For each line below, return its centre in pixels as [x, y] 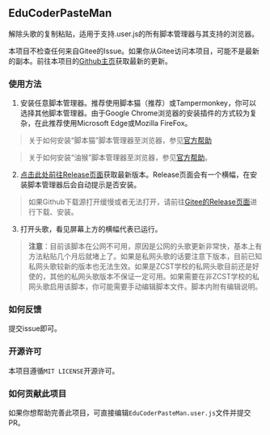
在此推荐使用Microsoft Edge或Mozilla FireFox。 [113, 123]
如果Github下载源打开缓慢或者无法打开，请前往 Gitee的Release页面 [139, 202]
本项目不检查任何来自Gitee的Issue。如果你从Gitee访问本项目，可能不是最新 [134, 51]
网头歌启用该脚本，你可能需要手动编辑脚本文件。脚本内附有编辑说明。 [145, 287]
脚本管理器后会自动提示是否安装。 [84, 185]
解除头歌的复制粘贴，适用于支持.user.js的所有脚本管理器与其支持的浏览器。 [134, 33]
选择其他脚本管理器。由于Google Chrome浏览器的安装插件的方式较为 [135, 113]
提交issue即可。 [35, 328]
